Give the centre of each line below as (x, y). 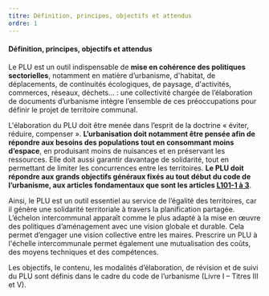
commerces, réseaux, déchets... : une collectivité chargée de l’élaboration (130, 92)
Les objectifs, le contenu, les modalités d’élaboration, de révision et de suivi (133, 267)
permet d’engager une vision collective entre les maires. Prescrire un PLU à (133, 235)
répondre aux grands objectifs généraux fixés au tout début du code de (130, 176)
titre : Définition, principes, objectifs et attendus (100, 16)
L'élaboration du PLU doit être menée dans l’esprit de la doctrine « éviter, (128, 125)
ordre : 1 (23, 23)
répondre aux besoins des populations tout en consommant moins (121, 142)
